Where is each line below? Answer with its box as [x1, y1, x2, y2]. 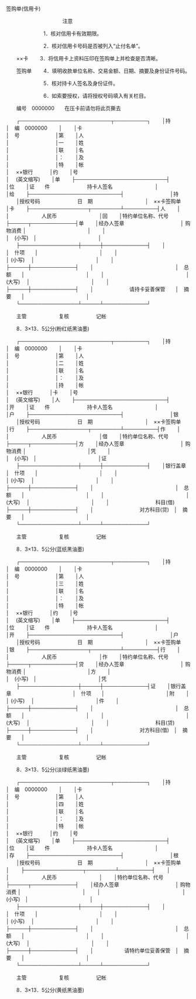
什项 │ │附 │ [81, 690, 190, 697]
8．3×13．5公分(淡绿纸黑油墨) [16, 766, 90, 773]
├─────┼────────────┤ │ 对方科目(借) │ [6, 727, 178, 734]
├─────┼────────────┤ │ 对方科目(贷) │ [6, 506, 178, 513]
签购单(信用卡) [6, 5, 41, 12]
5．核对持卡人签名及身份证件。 [43, 80, 119, 87]
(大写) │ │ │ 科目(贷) [6, 720, 175, 726]
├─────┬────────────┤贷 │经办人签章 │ [6, 661, 184, 667]
